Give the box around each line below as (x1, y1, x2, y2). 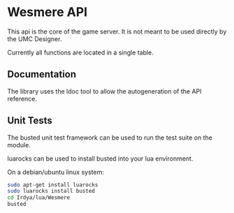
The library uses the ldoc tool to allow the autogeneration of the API (7, 87, 202, 95)
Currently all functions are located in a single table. (7, 48, 154, 57)
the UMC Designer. (7, 34, 62, 43)
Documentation (7, 68, 77, 80)
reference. (7, 94, 37, 103)
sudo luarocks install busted (7, 188, 96, 195)
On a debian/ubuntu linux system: (7, 168, 105, 176)
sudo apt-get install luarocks (7, 181, 98, 189)
